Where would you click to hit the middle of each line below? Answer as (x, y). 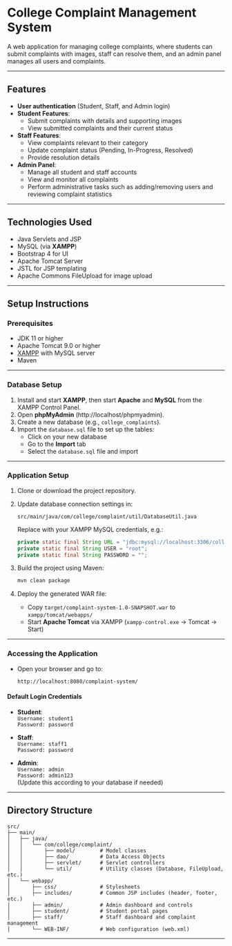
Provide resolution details (64, 157)
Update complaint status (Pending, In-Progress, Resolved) (110, 150)
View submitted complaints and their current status (100, 128)
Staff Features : (39, 135)
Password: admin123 (45, 775)
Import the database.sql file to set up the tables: (86, 429)
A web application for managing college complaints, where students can (110, 46)
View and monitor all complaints (73, 179)
